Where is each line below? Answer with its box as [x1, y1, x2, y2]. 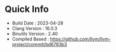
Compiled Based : [12, 36, 49, 42]
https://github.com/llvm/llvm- [49, 36, 111, 42]
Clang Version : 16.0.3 [12, 25, 57, 31]
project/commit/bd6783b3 [12, 41, 67, 47]
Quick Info [5, 3, 49, 15]
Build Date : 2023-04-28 [12, 20, 64, 26]
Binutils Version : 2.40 [12, 30, 58, 36]
